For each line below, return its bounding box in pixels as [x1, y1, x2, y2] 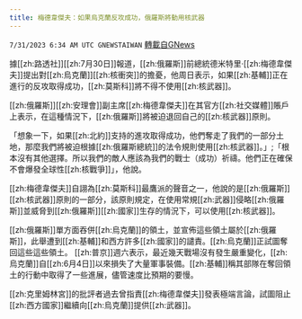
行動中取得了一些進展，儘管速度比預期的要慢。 [24, 269, 199, 279]
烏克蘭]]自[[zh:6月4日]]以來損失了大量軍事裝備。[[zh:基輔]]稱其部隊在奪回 [9, 258, 283, 269]
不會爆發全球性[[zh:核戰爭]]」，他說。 [9, 164, 147, 174]
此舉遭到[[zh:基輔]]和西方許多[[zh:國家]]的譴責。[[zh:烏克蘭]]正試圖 [31, 235, 280, 246]
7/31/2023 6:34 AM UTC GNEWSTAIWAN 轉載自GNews [9, 39, 195, 49]
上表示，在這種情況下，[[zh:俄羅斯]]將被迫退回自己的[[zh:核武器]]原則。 [9, 111, 276, 121]
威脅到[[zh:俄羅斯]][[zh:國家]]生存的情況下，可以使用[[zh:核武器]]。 [31, 205, 280, 216]
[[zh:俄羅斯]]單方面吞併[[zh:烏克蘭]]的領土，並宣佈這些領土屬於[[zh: [9, 224, 262, 235]
